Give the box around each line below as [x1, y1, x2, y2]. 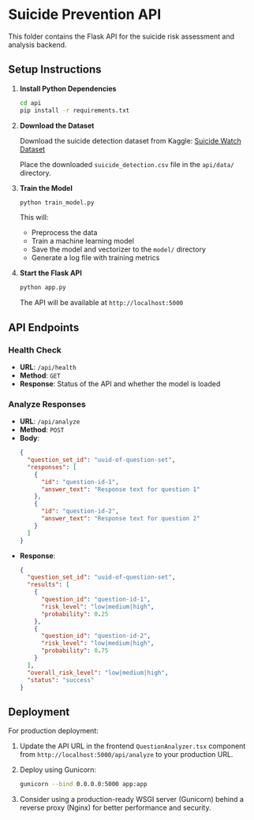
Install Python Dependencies [19, 84, 117, 93]
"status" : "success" [27, 676, 95, 684]
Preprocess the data [31, 228, 98, 237]
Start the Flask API [19, 268, 83, 278]
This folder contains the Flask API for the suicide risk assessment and [8, 32, 235, 41]
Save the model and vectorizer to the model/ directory [31, 244, 207, 254]
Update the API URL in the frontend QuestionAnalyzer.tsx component [19, 741, 246, 751]
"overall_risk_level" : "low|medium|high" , [27, 669, 169, 676]
